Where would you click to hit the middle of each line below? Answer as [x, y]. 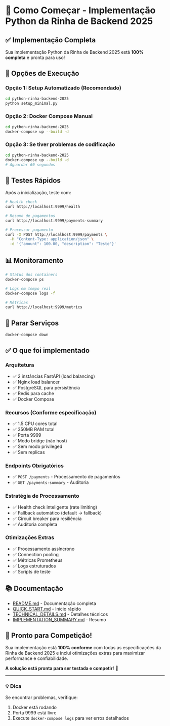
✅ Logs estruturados [34, 566]
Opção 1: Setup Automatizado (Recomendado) [63, 88]
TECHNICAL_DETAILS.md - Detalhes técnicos [60, 614]
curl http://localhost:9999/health [43, 207]
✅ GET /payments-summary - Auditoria [51, 482]
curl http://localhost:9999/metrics [44, 307]
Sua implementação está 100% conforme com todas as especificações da [83, 648]
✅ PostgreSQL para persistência [46, 387]
